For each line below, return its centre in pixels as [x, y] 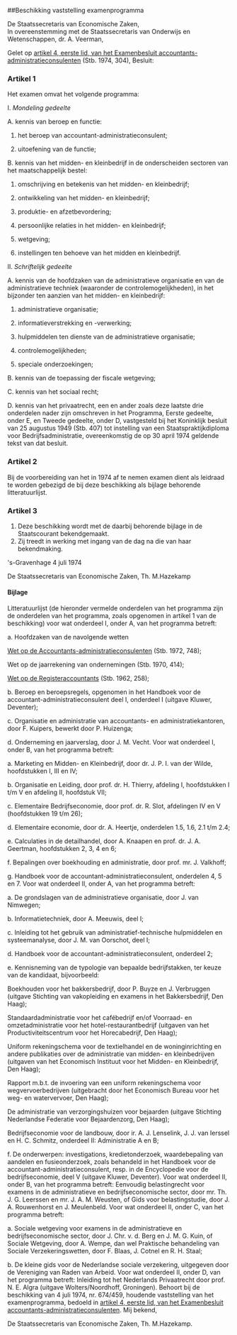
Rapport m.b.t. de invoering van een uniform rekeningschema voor [104, 1083]
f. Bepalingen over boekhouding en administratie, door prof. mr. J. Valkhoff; [117, 862]
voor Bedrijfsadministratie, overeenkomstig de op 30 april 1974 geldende [113, 436]
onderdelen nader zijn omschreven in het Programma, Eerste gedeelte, [110, 413]
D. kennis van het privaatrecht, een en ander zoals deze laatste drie [105, 406]
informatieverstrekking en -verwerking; [75, 323]
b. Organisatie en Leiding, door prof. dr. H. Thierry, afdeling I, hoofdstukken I [118, 785]
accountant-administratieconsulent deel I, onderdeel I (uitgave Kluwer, [110, 700]
